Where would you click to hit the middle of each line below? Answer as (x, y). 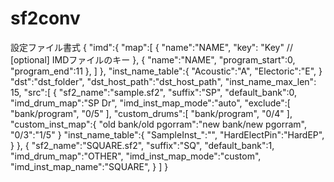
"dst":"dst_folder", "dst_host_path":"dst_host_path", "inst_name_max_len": (163, 81)
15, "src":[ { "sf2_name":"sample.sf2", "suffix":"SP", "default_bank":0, (154, 92)
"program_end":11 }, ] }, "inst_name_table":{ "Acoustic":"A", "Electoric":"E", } (166, 71)
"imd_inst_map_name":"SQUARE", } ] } (89, 166)
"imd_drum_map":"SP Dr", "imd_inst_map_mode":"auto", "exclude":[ (150, 103)
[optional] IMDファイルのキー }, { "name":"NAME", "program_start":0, (153, 59)
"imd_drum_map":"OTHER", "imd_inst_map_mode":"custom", (136, 156)
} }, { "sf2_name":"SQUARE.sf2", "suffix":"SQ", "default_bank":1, (142, 145)
